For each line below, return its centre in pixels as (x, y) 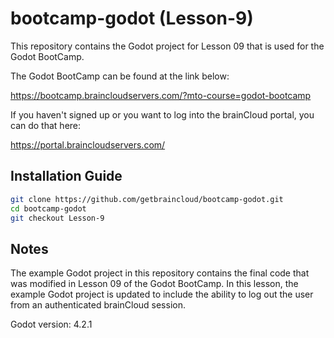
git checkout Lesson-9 (57, 218)
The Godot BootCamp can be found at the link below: (120, 76)
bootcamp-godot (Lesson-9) (132, 18)
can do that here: (46, 125)
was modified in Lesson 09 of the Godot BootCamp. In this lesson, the (154, 284)
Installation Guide (66, 176)
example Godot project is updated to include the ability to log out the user (162, 294)
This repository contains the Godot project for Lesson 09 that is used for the (167, 46)
